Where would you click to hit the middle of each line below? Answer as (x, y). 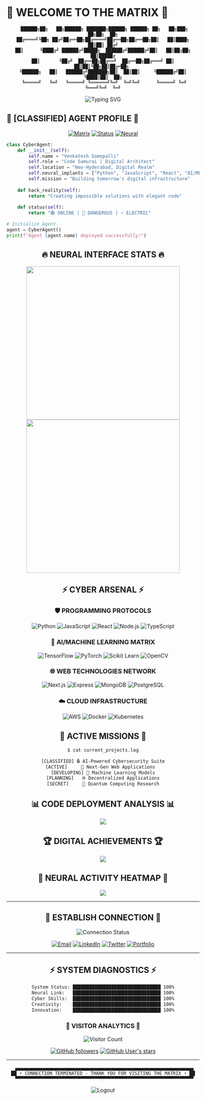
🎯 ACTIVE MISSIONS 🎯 (103, 736)
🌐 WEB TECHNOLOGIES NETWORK (103, 671)
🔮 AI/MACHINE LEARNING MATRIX (103, 642)
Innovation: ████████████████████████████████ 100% (103, 1010)
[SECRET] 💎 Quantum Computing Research (103, 784)
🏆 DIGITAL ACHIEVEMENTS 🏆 (103, 841)
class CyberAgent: (30, 144)
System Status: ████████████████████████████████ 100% (103, 987)
